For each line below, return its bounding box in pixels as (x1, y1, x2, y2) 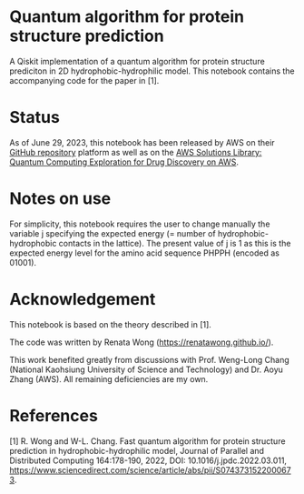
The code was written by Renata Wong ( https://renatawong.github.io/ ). (9, 337, 274, 348)
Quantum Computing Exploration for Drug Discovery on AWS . (9, 156, 239, 167)
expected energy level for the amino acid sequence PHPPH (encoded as (9, 247, 279, 258)
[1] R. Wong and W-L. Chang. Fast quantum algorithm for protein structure (9, 435, 286, 447)
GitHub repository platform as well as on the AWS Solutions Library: (9, 146, 262, 157)
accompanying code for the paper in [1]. (9, 75, 160, 86)
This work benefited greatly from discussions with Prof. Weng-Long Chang (9, 354, 290, 365)
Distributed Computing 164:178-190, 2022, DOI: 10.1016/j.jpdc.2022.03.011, (9, 455, 288, 466)
